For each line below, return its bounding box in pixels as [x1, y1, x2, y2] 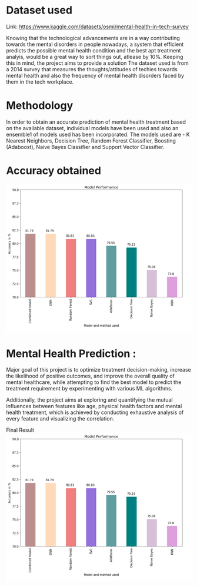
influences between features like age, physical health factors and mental [6, 403, 182, 410]
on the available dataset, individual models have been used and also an [6, 124, 179, 131]
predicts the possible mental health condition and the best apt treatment [6, 47, 181, 54]
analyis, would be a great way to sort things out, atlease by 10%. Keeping [6, 53, 183, 60]
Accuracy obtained [6, 164, 102, 177]
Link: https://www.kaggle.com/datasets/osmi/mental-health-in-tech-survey [6, 23, 189, 30]
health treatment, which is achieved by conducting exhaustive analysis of [6, 409, 184, 416]
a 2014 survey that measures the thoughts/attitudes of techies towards [6, 65, 178, 72]
